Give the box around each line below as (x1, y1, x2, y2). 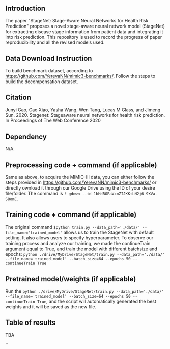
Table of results (5, 318, 56, 327)
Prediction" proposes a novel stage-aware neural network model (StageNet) (5, 23, 165, 29)
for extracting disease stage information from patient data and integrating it (5, 28, 163, 35)
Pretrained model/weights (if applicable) (5, 275, 136, 283)
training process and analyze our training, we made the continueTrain (5, 240, 151, 246)
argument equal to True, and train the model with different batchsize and (5, 246, 158, 252)
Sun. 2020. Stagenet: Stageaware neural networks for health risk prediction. (5, 112, 165, 118)
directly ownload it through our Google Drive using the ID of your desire (5, 185, 155, 191)
